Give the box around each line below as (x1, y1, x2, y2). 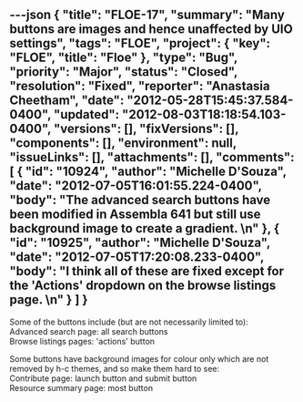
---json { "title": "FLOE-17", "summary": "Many (9, 7, 285, 23)
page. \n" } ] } (9, 292, 88, 308)
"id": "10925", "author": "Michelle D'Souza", (9, 235, 271, 251)
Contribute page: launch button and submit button (9, 373, 197, 384)
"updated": (53, 107, 120, 122)
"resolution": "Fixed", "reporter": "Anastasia (9, 78, 270, 94)
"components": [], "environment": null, (9, 136, 237, 151)
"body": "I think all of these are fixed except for (9, 263, 285, 279)
